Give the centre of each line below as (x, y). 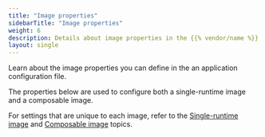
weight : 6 (25, 30)
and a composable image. (51, 100)
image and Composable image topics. (71, 124)
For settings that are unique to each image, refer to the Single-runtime (123, 115)
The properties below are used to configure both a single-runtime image (127, 92)
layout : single (34, 45)
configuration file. (37, 76)
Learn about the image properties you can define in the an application (123, 68)
